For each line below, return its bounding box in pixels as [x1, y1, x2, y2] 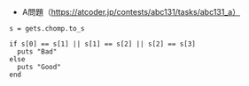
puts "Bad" [17, 47, 58, 56]
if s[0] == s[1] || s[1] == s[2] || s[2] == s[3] [9, 39, 197, 48]
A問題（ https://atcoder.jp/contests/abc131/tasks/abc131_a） [21, 7, 241, 17]
